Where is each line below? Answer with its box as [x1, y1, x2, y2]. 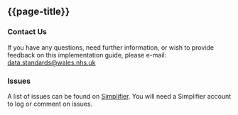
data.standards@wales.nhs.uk [7, 58, 96, 67]
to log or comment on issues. [7, 99, 93, 108]
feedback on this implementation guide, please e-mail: [7, 50, 167, 59]
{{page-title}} [7, 6, 70, 18]
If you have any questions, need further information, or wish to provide [7, 43, 215, 52]
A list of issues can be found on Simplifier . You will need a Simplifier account [7, 92, 232, 100]
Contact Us [7, 27, 48, 37]
